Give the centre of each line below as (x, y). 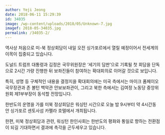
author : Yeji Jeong (25, 10)
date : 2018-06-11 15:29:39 (33, 14)
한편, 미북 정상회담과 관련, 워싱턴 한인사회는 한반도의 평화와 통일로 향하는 (76, 121)
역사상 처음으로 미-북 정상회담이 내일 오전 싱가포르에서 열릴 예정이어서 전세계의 (82, 48)
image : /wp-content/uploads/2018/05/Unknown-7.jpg (59, 24)
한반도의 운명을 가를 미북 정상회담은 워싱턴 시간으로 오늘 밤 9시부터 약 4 (75, 104)
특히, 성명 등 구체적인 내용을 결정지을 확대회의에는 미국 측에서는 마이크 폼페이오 (82, 81)
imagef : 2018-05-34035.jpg (33, 28)
